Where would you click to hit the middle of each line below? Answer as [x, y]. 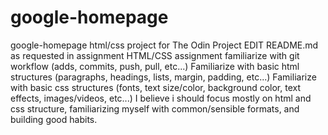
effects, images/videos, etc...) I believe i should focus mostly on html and [161, 98]
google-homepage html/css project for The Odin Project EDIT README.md [164, 45]
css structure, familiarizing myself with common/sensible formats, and [155, 108]
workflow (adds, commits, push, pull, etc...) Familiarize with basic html [155, 66]
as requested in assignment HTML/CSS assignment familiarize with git [155, 55]
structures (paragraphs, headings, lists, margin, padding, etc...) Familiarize [163, 77]
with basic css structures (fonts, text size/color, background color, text [156, 87]
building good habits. [54, 119]
